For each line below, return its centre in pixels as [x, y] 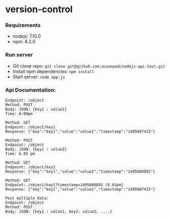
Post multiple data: [27, 198]
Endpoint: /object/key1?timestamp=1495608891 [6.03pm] [64, 185]
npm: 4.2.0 [24, 42]
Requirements [23, 25]
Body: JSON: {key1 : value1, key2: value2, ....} [59, 212]
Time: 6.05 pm [20, 154]
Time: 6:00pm [19, 114]
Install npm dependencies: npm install [53, 71]
